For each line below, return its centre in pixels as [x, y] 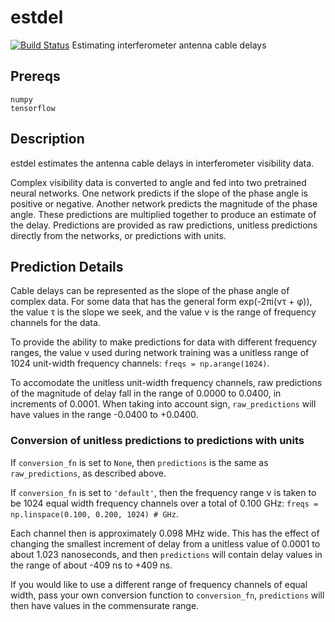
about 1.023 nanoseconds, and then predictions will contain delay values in [166, 554]
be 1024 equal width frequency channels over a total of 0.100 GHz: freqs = [164, 503]
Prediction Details [67, 266]
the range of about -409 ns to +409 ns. [91, 565]
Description [47, 139]
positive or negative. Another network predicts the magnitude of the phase [164, 203]
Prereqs [35, 76]
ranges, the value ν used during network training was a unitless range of [160, 353]
